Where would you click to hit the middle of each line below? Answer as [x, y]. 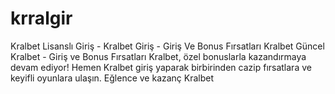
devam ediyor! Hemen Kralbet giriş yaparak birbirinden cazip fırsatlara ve [161, 67]
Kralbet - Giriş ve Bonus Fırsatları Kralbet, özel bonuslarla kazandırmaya [158, 56]
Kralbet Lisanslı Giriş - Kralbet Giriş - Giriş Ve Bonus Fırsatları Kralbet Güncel [167, 46]
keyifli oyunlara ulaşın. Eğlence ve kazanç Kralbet [112, 78]
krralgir [41, 18]
